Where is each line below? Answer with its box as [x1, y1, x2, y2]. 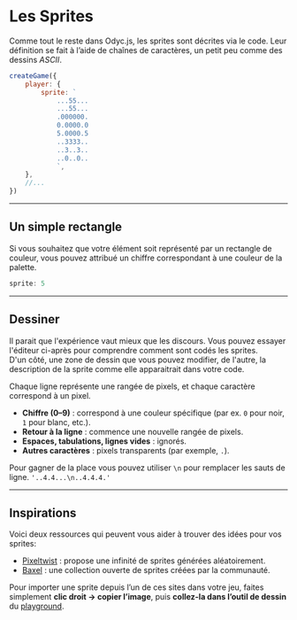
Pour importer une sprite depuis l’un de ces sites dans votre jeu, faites [9, 582, 264, 593]
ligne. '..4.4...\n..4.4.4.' [9, 471, 110, 482]
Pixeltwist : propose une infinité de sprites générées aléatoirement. [21, 555, 266, 566]
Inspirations [9, 505, 77, 520]
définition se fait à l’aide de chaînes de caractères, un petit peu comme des [9, 44, 283, 55]
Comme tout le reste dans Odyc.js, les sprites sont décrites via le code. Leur [9, 35, 287, 46]
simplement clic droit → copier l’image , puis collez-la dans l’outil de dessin [9, 592, 287, 602]
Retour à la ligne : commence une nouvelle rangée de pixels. [21, 426, 244, 437]
